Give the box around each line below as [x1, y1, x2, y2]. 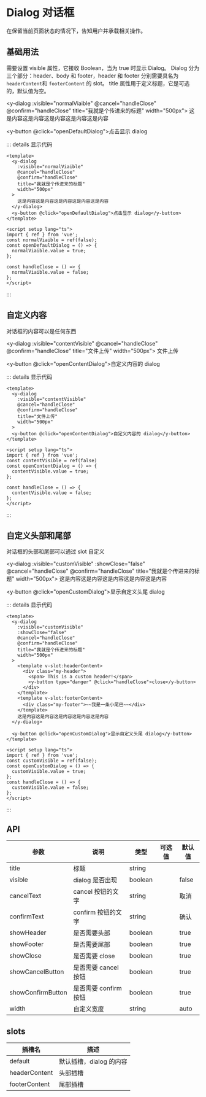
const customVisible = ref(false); [6, 758, 97, 764]
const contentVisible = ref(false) [6, 457, 97, 463]
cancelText [9, 891, 42, 900]
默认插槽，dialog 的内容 [58, 1057, 128, 1066]
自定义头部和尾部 [6, 530, 71, 541]
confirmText [9, 912, 44, 921]
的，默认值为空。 [6, 87, 50, 95]
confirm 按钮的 [73, 908, 116, 917]
